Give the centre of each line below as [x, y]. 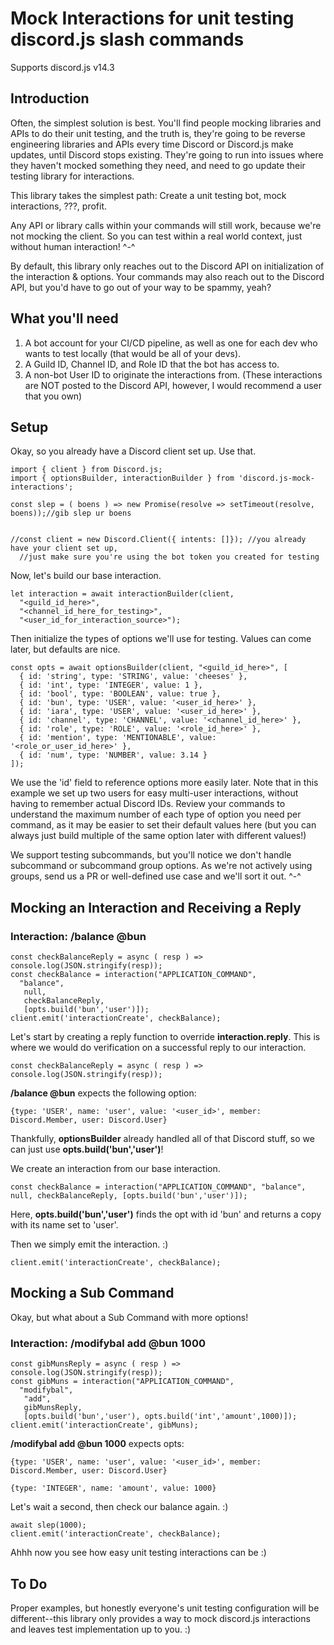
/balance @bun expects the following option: [103, 1093]
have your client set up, [64, 548]
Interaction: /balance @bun [78, 936]
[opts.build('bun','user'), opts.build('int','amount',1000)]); [160, 1417]
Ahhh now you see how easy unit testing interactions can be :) [138, 1553]
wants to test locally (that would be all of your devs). [133, 353]
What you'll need [64, 318]
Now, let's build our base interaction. [86, 576]
